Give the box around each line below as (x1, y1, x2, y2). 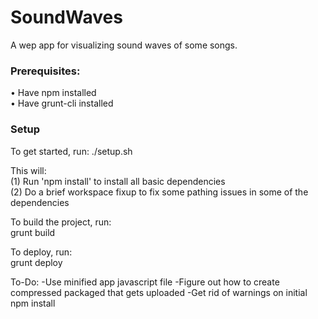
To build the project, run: (10, 216, 112, 228)
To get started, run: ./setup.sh (10, 145, 133, 157)
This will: (10, 164, 47, 176)
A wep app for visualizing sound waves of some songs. (10, 39, 238, 51)
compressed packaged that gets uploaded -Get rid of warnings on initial (10, 286, 308, 298)
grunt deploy (10, 256, 63, 268)
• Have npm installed (10, 87, 97, 99)
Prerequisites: (10, 64, 81, 78)
